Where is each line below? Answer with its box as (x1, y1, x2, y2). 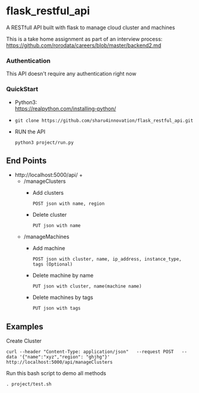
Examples (6, 322, 43, 332)
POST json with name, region (32, 201, 105, 207)
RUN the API (14, 128, 46, 135)
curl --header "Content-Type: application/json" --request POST (6, 349, 174, 355)
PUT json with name (32, 223, 81, 229)
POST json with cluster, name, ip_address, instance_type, (32, 256, 182, 263)
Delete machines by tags (32, 294, 93, 301)
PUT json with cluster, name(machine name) (32, 283, 142, 289)
